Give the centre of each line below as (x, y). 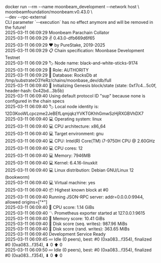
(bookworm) (17, 177)
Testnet (13, 57)
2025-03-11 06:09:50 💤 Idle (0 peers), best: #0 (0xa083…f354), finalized (78, 250)
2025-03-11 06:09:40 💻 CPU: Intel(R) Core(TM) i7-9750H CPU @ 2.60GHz (80, 141)
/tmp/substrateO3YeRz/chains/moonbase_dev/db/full (58, 80)
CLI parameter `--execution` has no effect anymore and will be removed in (79, 22)
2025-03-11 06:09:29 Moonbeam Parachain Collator (57, 32)
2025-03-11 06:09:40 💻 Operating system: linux (53, 119)
